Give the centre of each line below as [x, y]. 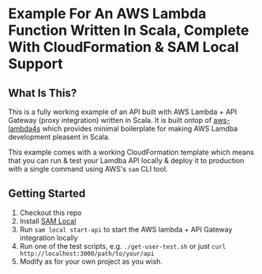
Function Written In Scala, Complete [129, 30]
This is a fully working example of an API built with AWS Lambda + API [123, 112]
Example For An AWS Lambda [107, 14]
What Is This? [43, 93]
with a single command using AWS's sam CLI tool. [88, 169]
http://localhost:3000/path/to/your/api [87, 254]
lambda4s [24, 128]
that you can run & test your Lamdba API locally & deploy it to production [126, 161]
